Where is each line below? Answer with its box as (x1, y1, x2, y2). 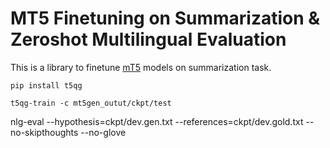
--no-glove (80, 126, 127, 138)
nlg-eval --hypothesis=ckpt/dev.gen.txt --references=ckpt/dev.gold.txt (10, 115, 304, 127)
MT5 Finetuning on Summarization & (10, 7, 321, 30)
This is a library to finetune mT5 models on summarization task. (10, 61, 272, 73)
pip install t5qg (10, 80, 83, 91)
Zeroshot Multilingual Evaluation (10, 28, 287, 51)
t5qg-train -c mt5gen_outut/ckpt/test (10, 98, 172, 108)
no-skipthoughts (10, 126, 79, 138)
